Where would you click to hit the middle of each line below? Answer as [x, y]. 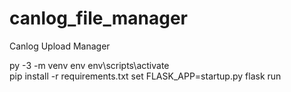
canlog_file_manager [98, 18]
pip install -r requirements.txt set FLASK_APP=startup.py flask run [145, 76]
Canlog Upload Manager [60, 46]
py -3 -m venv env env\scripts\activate [89, 65]
